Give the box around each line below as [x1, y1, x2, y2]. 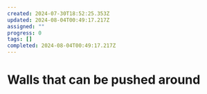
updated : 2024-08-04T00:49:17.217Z [7, 17, 110, 23]
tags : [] [7, 36, 33, 43]
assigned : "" [7, 23, 45, 30]
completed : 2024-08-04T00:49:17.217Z [7, 42, 116, 49]
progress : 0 [7, 29, 42, 37]
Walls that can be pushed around [7, 72, 201, 88]
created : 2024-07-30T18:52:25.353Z [7, 10, 110, 17]
